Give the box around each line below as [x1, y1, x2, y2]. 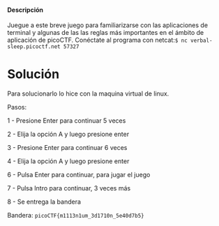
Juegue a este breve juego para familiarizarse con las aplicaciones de [7, 21, 208, 29]
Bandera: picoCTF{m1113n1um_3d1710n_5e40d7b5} [7, 211, 144, 220]
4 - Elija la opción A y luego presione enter [7, 157, 130, 165]
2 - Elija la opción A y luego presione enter [7, 130, 130, 139]
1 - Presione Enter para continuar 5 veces [7, 116, 126, 125]
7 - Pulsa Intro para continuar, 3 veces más [7, 184, 131, 193]
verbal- [190, 37, 213, 45]
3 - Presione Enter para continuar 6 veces [7, 144, 128, 152]
